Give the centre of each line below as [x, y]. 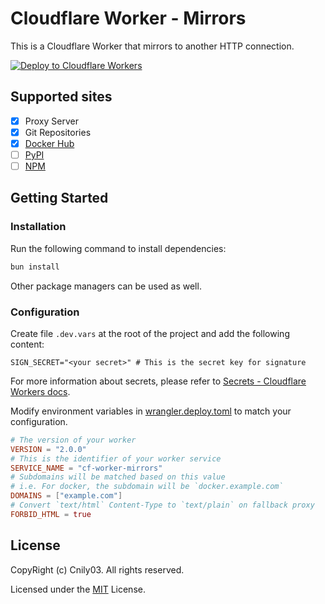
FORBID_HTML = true [51, 514]
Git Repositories [58, 132]
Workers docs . [40, 391]
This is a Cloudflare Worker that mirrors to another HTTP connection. [152, 46]
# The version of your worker [73, 440]
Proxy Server [51, 121]
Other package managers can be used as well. [106, 286]
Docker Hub [49, 143]
